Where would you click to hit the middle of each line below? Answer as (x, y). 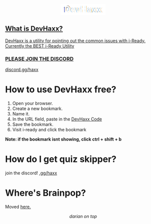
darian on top (83, 216)
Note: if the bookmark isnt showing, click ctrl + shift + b (63, 139)
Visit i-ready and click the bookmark (49, 130)
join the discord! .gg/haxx (31, 173)
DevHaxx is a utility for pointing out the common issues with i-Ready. (75, 41)
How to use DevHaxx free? (61, 89)
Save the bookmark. (33, 124)
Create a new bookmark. (37, 109)
